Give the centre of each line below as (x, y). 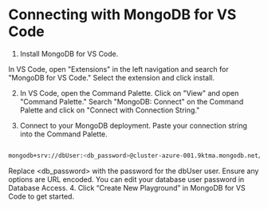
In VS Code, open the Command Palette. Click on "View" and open (129, 93)
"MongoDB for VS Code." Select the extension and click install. (112, 77)
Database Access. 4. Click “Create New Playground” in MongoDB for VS (127, 187)
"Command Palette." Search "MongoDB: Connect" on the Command (132, 101)
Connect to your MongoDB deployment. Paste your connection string (133, 125)
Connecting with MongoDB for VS (122, 15)
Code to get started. (41, 196)
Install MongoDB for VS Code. (69, 53)
